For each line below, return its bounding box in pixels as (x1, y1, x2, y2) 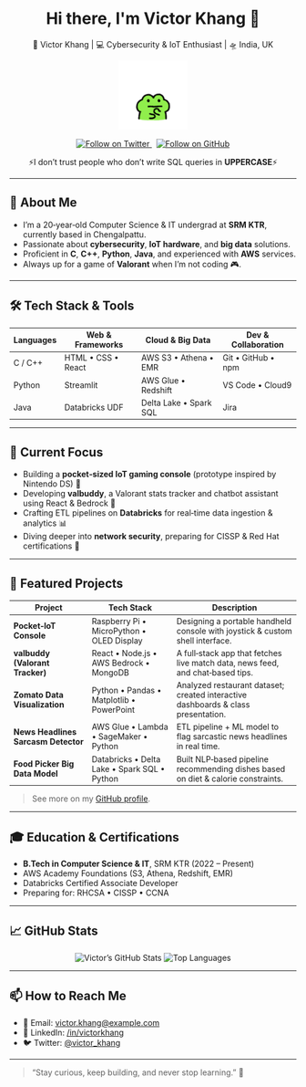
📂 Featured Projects (9, 575, 124, 591)
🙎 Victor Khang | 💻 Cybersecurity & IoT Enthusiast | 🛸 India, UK (32, 38, 274, 49)
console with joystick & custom (176, 625, 293, 636)
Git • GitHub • (222, 352, 275, 363)
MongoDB (91, 666, 129, 678)
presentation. (176, 709, 226, 720)
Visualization (13, 699, 65, 710)
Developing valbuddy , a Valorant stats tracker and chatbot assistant (22, 488, 280, 499)
